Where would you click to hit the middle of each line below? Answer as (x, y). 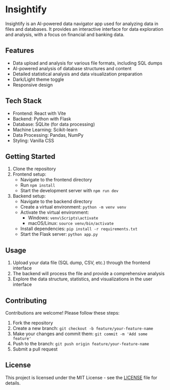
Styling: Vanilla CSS (33, 140)
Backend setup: (29, 196)
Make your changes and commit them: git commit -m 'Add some (80, 334)
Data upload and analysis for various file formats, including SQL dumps (87, 63)
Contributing (26, 301)
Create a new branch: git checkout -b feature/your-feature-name (83, 328)
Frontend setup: (29, 174)
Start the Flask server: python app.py (59, 234)
